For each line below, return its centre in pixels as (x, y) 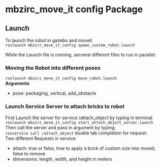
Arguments (18, 83)
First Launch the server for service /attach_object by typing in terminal (79, 118)
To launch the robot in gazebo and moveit (49, 40)
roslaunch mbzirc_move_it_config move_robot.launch (61, 78)
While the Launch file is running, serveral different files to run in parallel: (80, 55)
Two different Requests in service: (41, 138)
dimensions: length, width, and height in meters (62, 159)
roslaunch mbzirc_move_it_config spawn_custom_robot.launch (70, 45)
